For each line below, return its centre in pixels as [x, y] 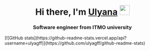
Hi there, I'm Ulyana [76, 12]
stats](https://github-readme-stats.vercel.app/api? [75, 38]
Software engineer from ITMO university [82, 27]
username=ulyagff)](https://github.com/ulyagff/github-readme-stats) [75, 43]
